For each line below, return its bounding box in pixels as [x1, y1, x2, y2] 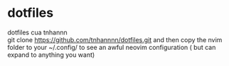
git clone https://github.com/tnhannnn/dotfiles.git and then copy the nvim [7, 35, 223, 44]
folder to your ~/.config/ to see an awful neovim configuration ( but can [7, 43, 216, 51]
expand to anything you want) [7, 51, 95, 59]
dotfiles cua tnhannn [7, 28, 68, 37]
